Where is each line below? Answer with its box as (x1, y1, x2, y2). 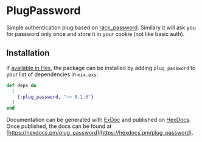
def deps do (6, 82, 37, 88)
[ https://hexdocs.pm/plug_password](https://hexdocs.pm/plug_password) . (6, 129, 193, 137)
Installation (6, 48, 50, 59)
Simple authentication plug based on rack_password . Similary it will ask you (6, 24, 197, 31)
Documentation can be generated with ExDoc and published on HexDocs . (6, 116, 191, 124)
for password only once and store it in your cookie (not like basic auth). (6, 30, 185, 37)
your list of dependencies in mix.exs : (6, 71, 99, 78)
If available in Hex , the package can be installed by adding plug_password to (6, 64, 196, 71)
